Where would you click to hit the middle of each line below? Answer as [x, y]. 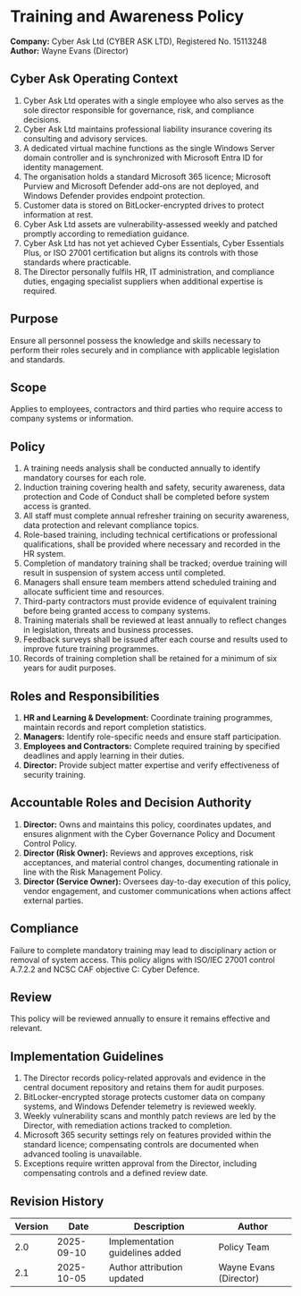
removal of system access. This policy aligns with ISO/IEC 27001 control [142, 959]
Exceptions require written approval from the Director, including [140, 1164]
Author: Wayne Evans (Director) [69, 50]
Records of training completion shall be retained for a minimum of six [150, 659]
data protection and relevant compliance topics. [111, 525]
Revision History [57, 1201]
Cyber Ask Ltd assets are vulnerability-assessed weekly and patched [150, 224]
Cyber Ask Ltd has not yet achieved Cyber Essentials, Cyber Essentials [154, 243]
